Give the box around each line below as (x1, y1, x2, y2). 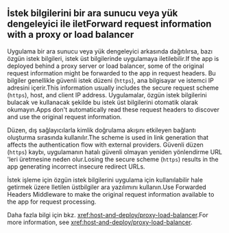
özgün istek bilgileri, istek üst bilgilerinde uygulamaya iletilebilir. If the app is (7, 54, 219, 62)
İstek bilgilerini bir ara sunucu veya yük (7, 8, 178, 19)
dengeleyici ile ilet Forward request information (7, 19, 212, 30)
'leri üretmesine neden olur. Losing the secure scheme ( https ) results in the (7, 155, 219, 163)
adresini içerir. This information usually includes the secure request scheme (7, 84, 219, 92)
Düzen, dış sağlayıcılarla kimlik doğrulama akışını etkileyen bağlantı (7, 125, 197, 134)
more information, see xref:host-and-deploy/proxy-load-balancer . (7, 218, 193, 226)
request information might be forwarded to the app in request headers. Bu (7, 69, 216, 77)
